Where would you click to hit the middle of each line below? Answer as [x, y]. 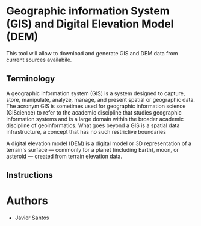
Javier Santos [32, 218]
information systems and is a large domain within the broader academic [95, 119]
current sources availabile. [39, 60]
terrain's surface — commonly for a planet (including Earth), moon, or [93, 149]
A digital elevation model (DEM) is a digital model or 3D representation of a [99, 143]
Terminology [31, 79]
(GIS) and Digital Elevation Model [90, 24]
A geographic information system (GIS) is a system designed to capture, [96, 93]
